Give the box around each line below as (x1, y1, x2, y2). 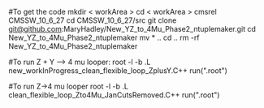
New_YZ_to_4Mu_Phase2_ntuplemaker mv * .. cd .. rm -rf (8, 32, 201, 42)
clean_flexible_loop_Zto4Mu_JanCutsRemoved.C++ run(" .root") (8, 90, 220, 100)
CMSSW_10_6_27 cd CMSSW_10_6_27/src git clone (8, 15, 177, 25)
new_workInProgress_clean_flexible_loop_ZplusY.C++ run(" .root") (8, 66, 227, 76)
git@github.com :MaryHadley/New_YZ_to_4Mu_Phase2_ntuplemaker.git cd (8, 24, 256, 33)
